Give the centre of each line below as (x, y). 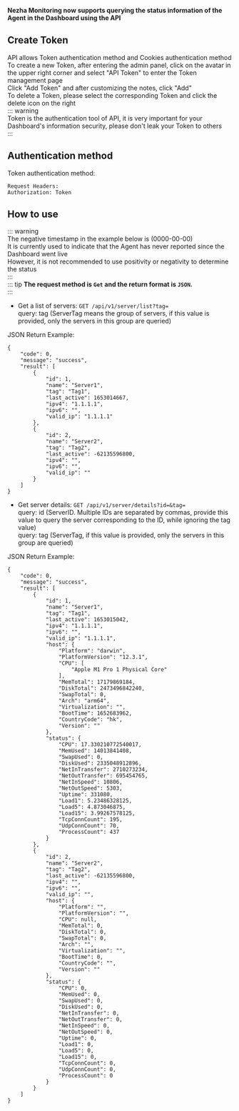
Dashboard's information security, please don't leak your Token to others (115, 126)
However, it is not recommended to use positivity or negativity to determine (118, 262)
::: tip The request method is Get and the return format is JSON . (100, 284)
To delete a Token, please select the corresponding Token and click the (112, 95)
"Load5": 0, (76, 1051)
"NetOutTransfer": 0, (90, 1020)
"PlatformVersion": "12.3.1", (103, 657)
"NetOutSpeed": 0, (86, 1032)
